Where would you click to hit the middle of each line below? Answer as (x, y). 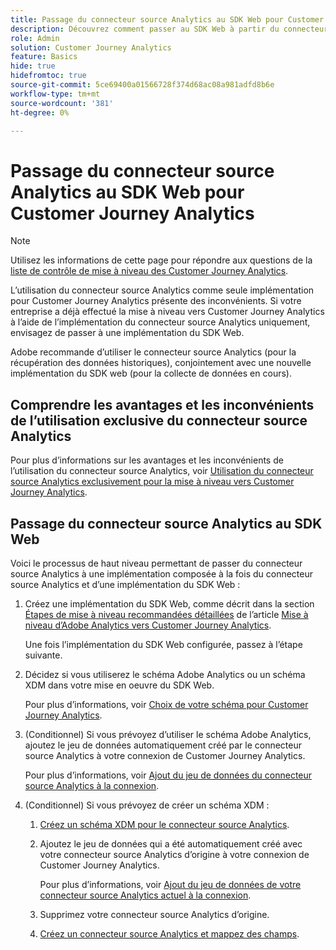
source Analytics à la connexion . (92, 785)
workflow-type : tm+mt (55, 94)
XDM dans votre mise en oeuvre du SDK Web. (119, 685)
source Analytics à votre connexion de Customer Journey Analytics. (165, 755)
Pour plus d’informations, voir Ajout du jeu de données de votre (170, 884)
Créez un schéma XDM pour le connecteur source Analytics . (164, 824)
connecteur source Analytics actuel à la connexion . (145, 895)
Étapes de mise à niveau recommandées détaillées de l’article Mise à (166, 614)
